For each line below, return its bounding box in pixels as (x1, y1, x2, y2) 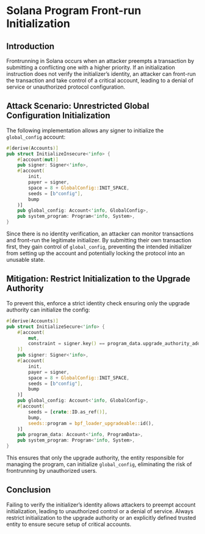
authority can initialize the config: (6, 306, 90, 313)
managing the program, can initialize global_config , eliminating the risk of (6, 461, 192, 468)
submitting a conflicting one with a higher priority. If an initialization (6, 64, 176, 71)
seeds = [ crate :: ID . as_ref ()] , (28, 409, 108, 415)
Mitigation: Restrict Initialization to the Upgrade (6, 273, 191, 284)
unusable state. (6, 256, 45, 264)
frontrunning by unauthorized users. (6, 467, 98, 474)
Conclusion (6, 484, 51, 495)
